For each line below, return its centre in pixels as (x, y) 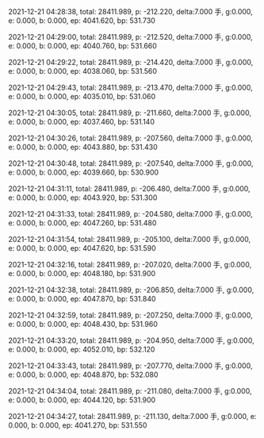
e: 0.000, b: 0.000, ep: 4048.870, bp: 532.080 (83, 375)
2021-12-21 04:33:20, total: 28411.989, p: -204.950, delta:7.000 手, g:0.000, (132, 340)
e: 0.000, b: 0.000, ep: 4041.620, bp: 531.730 (82, 21)
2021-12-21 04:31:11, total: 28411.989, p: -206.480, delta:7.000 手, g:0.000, (130, 188)
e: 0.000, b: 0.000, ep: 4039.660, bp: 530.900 (84, 172)
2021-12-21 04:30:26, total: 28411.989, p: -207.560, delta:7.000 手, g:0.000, (131, 138)
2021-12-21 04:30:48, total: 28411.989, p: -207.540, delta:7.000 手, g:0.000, (131, 163)
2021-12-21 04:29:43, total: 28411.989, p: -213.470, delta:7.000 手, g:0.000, (130, 87)
